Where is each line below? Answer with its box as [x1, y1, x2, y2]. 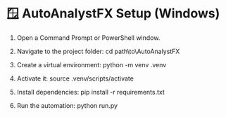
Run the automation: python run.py [16, 101, 118, 109]
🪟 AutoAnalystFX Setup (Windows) [6, 6, 220, 22]
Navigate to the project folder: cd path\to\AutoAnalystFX [16, 47, 180, 55]
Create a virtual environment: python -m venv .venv [16, 60, 167, 69]
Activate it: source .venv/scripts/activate [16, 74, 134, 83]
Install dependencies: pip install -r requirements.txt [16, 88, 165, 96]
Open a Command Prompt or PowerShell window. [16, 33, 161, 42]
